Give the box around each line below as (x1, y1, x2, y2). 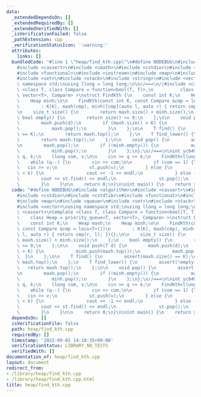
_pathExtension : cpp (11, 37, 63, 43)
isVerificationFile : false (11, 320, 79, 326)
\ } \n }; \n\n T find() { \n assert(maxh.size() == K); (17, 254, 191, 260)
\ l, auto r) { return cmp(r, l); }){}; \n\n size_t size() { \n (17, 231, 186, 237)
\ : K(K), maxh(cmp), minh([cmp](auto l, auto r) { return (17, 103, 186, 110)
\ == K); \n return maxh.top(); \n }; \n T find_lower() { (17, 131, 194, 138)
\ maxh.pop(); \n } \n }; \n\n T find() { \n (17, 126, 186, 132)
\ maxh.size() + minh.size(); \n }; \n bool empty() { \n (17, 237, 172, 243)
